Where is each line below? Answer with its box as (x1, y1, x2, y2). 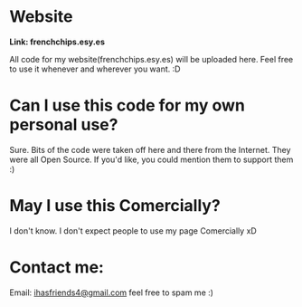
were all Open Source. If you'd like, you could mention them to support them (9, 154, 294, 165)
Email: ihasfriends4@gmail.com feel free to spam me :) (9, 287, 214, 298)
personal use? (9, 115, 118, 135)
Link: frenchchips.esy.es (9, 36, 106, 47)
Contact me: (9, 257, 104, 277)
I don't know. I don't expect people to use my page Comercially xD (9, 225, 258, 236)
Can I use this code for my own (9, 95, 246, 116)
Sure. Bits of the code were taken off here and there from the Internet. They (9, 144, 291, 155)
